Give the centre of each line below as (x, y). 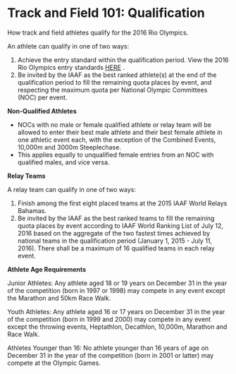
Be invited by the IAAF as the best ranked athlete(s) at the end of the (117, 75)
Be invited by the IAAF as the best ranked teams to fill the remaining (116, 218)
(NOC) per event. (42, 97)
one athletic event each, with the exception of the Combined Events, (117, 140)
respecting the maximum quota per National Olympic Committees (112, 90)
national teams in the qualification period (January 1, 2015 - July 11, (115, 241)
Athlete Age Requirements (47, 269)
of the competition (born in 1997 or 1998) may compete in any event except (116, 290)
